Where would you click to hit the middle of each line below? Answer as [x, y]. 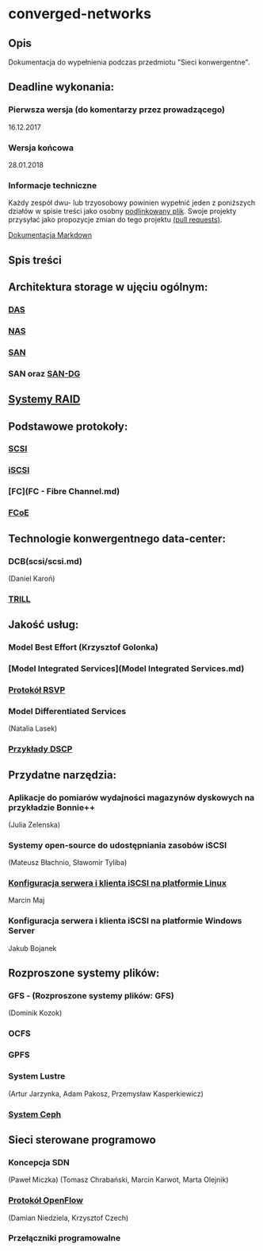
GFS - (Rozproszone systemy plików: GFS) [91, 996]
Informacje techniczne [53, 185]
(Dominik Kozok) [35, 1013]
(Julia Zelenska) [34, 824]
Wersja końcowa [41, 148]
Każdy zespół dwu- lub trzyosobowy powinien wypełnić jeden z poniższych [132, 203]
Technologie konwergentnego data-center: [117, 538]
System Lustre [37, 1076]
